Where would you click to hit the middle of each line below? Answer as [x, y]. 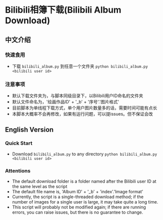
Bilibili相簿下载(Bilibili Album [63, 10]
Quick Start [19, 143]
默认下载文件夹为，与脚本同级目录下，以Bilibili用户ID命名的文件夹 [78, 96]
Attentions [18, 170]
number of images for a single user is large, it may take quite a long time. [85, 202]
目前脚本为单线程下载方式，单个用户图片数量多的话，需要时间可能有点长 [84, 108]
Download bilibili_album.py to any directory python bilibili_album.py [84, 154]
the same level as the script [40, 186]
